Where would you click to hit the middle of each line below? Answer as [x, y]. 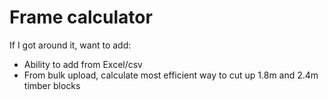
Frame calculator [81, 17]
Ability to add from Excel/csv [83, 64]
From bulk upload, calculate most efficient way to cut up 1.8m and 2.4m [171, 75]
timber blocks [52, 85]
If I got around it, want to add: [70, 45]
